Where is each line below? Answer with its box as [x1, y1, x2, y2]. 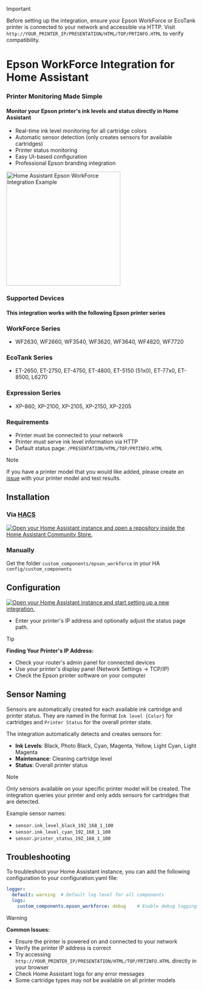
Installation [6, 492, 50, 502]
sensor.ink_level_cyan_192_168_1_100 [15, 829, 111, 835]
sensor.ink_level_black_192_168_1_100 [15, 822, 114, 829]
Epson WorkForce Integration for [6, 58, 175, 72]
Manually [6, 545, 35, 554]
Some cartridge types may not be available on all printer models [15, 976, 176, 984]
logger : [6, 886, 26, 893]
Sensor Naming [6, 690, 66, 700]
